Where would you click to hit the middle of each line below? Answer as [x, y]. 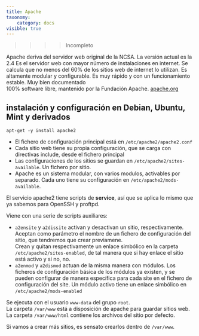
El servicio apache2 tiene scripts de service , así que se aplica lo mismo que [100, 198]
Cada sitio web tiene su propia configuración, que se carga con [93, 148]
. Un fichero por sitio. [65, 167]
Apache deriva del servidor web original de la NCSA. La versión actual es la [99, 57]
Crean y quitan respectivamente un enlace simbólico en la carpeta [97, 246]
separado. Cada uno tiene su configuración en [72, 180]
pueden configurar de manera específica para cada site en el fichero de [103, 278]
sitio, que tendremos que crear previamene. [69, 240]
